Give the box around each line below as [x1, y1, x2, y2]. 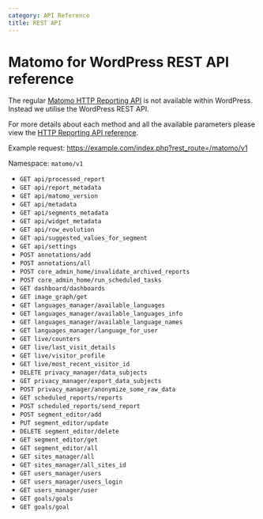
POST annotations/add [19, 251, 91, 259]
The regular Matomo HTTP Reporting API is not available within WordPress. [8, 96, 254, 105]
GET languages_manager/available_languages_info [19, 310, 183, 318]
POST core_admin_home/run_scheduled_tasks [19, 276, 162, 285]
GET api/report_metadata [19, 184, 102, 192]
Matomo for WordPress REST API [8, 53, 230, 71]
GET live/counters [19, 335, 81, 343]
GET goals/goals [19, 495, 73, 503]
